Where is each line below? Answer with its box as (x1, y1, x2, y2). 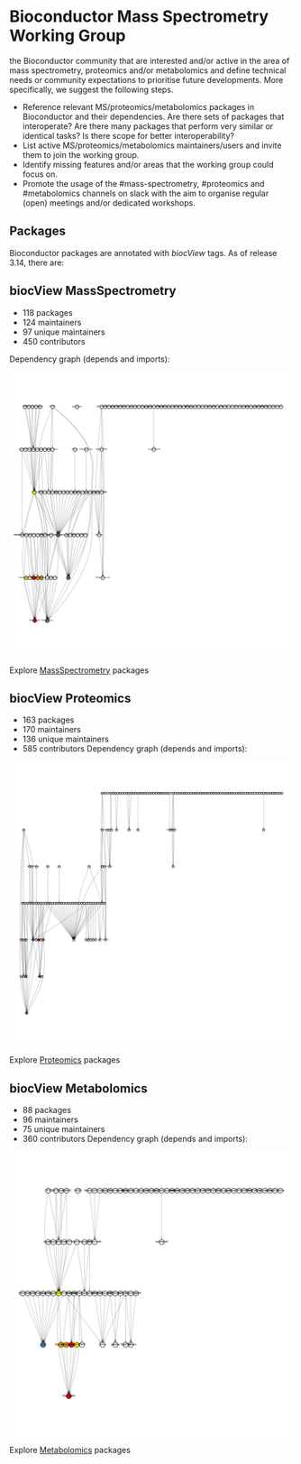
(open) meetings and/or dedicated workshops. (22, 197, 196, 208)
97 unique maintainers (22, 327, 105, 337)
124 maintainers (22, 317, 82, 327)
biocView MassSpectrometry (9, 283, 177, 299)
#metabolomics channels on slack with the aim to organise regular (22, 188, 269, 198)
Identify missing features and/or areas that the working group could (22, 159, 274, 170)
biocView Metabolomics (9, 1081, 149, 1096)
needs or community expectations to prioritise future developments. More (9, 74, 284, 85)
